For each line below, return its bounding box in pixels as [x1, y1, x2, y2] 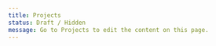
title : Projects [8, 11, 61, 19]
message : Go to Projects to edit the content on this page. [8, 26, 210, 34]
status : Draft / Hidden [8, 19, 86, 27]
